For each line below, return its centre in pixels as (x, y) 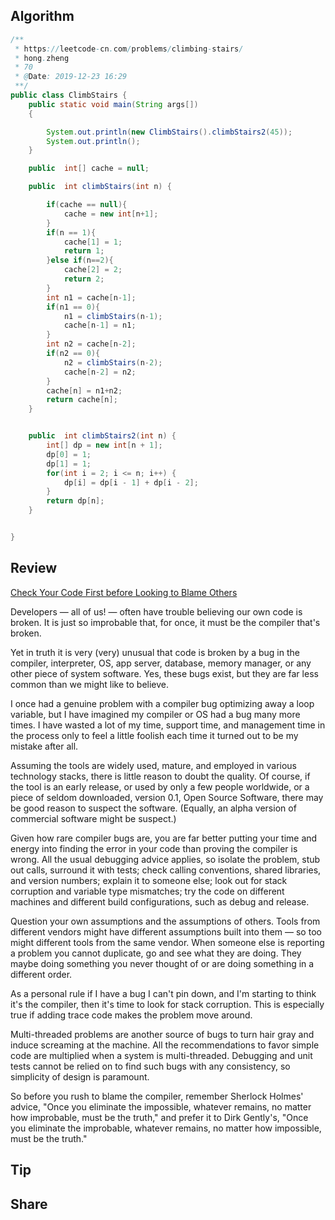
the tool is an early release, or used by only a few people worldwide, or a (160, 786)
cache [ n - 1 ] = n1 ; (100, 325)
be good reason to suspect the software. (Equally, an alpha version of (153, 808)
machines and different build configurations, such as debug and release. (160, 901)
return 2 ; (84, 279)
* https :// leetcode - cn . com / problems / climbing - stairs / (129, 49)
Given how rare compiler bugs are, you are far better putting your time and (164, 838)
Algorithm (42, 16)
